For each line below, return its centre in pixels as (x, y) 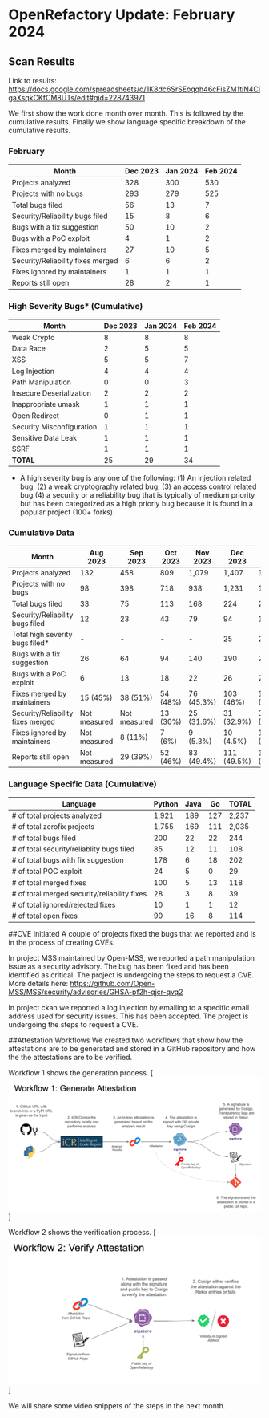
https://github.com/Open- (112, 983)
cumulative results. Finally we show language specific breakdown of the (127, 122)
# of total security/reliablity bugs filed (73, 849)
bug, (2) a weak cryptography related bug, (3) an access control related (138, 486)
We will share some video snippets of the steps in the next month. (117, 1406)
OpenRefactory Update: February (122, 15)
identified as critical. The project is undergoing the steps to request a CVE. (131, 975)
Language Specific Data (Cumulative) (83, 784)
